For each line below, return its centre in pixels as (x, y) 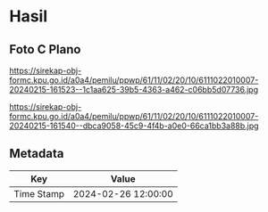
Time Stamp (39, 193)
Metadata (37, 154)
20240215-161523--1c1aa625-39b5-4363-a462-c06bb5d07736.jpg (134, 90)
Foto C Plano (45, 49)
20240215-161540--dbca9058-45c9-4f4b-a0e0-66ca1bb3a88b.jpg (134, 126)
